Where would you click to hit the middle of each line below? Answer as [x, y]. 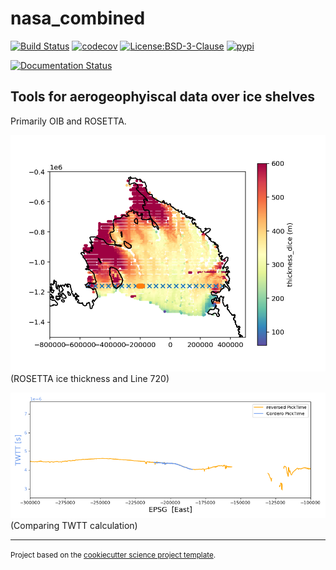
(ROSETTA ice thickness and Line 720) [90, 378]
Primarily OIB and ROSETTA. [68, 121]
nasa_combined [78, 18]
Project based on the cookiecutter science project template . [113, 555]
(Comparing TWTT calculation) [74, 526]
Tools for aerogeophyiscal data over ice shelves [163, 97]
